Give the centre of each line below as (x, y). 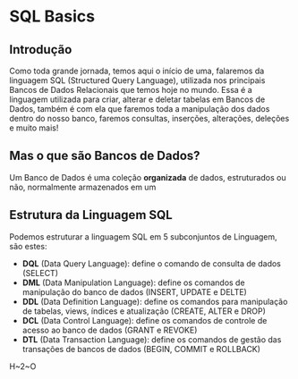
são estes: (28, 246)
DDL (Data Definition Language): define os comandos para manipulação (155, 301)
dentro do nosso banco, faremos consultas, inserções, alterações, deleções (149, 118)
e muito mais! (34, 128)
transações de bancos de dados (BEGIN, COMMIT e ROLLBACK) (141, 349)
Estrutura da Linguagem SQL (91, 215)
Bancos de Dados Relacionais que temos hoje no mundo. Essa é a (131, 90)
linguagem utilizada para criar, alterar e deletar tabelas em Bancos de (137, 99)
